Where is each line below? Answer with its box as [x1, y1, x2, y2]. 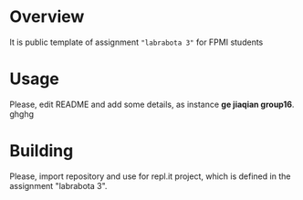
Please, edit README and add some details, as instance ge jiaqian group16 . [9, 99, 295, 110]
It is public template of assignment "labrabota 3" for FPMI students [9, 37, 264, 47]
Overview [9, 6, 85, 27]
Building [9, 141, 74, 162]
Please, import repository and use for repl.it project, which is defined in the [9, 171, 291, 182]
